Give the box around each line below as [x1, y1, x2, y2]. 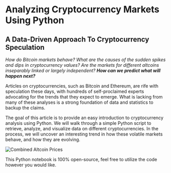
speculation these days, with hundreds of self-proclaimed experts [5, 88, 144, 94]
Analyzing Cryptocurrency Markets [5, 4, 160, 15]
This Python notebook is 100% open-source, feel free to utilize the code [5, 157, 158, 162]
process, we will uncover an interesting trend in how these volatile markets [5, 131, 163, 137]
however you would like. [5, 162, 56, 168]
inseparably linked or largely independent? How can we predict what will [5, 68, 161, 73]
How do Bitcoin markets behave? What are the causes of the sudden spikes [5, 56, 166, 63]
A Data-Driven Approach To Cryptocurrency [5, 35, 149, 44]
